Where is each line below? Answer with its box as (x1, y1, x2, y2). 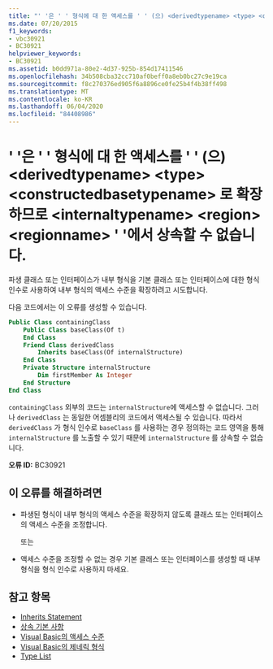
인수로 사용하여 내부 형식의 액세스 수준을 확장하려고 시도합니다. (8, 285, 209, 294)
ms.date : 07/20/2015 (8, 20, 79, 28)
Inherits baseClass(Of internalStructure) (37, 349, 184, 357)
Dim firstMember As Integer (37, 371, 132, 380)
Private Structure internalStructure (23, 363, 151, 372)
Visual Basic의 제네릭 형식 (19, 642, 105, 652)
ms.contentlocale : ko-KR (8, 95, 93, 103)
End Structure (23, 379, 71, 387)
